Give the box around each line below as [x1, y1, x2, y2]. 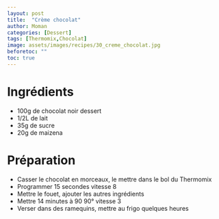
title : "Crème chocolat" [7, 16, 81, 23]
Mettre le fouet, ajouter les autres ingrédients [16, 190, 145, 198]
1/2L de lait [16, 114, 48, 122]
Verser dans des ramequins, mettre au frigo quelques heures [16, 204, 190, 212]
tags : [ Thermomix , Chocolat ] [7, 36, 88, 42]
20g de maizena [16, 128, 63, 137]
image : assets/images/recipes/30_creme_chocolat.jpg [7, 42, 161, 49]
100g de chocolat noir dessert [16, 107, 102, 115]
